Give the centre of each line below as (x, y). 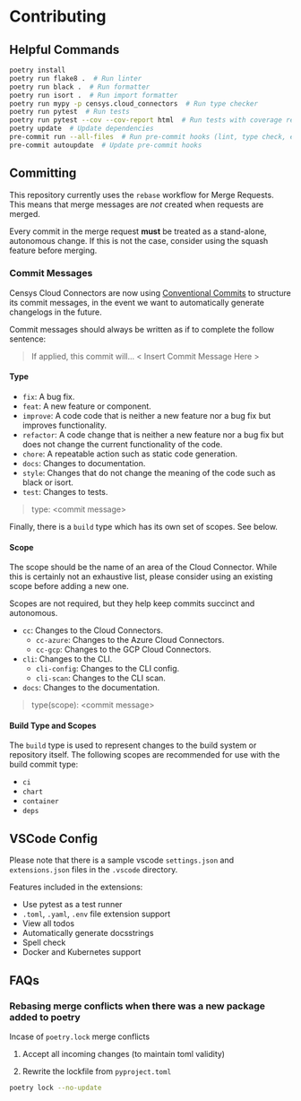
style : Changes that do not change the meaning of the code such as (149, 473)
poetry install (38, 70)
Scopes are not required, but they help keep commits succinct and (132, 603)
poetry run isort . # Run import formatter (94, 95)
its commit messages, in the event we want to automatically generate (137, 302)
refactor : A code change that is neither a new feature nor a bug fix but (153, 435)
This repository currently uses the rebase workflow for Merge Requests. (142, 195)
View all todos (48, 923)
